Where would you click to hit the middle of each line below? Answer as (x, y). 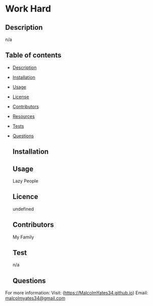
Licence (25, 197)
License (21, 97)
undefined (23, 209)
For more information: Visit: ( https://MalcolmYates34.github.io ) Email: (77, 293)
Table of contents (33, 55)
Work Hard (28, 9)
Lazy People (25, 181)
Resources (24, 116)
